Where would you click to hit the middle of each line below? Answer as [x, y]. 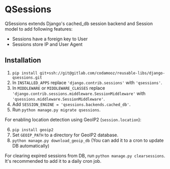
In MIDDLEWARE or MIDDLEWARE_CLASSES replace [59, 88]
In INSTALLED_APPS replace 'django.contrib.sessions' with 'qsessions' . [87, 82]
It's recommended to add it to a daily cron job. [53, 161]
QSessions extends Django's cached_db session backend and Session [79, 23]
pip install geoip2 [33, 130]
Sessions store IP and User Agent [47, 44]
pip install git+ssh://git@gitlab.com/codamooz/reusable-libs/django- [89, 73]
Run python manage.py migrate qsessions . [56, 110]
